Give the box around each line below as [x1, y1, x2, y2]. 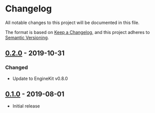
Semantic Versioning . [5, 34, 49, 40]
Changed [5, 64, 28, 71]
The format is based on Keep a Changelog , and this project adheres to [5, 29, 150, 35]
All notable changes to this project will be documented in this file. [5, 19, 140, 25]
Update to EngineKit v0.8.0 [12, 75, 68, 81]
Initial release [12, 103, 40, 109]
